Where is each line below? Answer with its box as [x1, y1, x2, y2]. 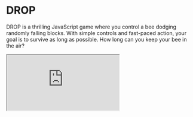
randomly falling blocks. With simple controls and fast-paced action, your [6, 29, 187, 36]
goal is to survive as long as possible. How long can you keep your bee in [6, 36, 187, 43]
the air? [6, 42, 25, 49]
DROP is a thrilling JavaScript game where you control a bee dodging [6, 23, 177, 30]
